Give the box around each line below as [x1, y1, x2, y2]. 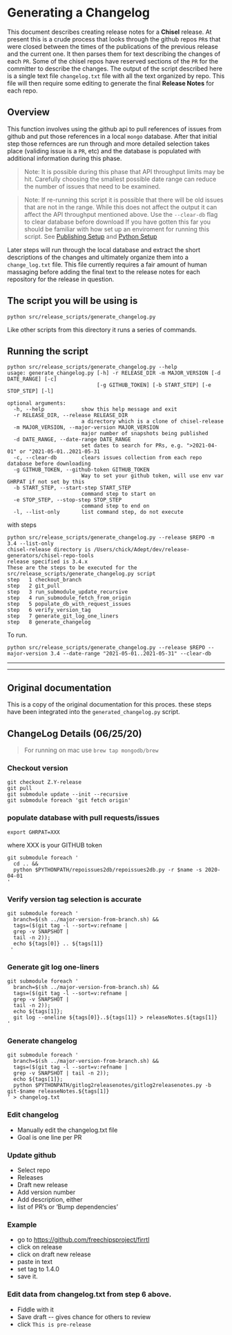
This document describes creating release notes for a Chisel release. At [7, 28, 212, 36]
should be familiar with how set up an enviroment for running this [23, 224, 209, 233]
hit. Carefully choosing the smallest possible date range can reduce [23, 175, 217, 183]
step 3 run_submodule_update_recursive [7, 588, 128, 595]
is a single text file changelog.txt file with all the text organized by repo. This [7, 71, 225, 80]
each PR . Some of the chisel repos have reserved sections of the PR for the [7, 57, 219, 65]
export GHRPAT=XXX [7, 829, 60, 836]
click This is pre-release [17, 1320, 92, 1328]
